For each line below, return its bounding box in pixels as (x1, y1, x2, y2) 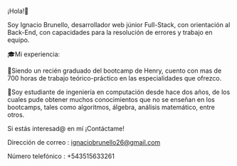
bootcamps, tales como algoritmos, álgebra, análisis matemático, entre (7, 103, 215, 111)
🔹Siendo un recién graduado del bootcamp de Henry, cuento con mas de (7, 66, 222, 75)
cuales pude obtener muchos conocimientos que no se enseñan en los (7, 95, 215, 103)
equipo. (7, 36, 30, 44)
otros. (7, 110, 25, 119)
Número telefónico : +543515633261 (7, 152, 115, 160)
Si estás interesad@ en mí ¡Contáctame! (7, 125, 125, 133)
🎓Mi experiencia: (7, 50, 60, 58)
